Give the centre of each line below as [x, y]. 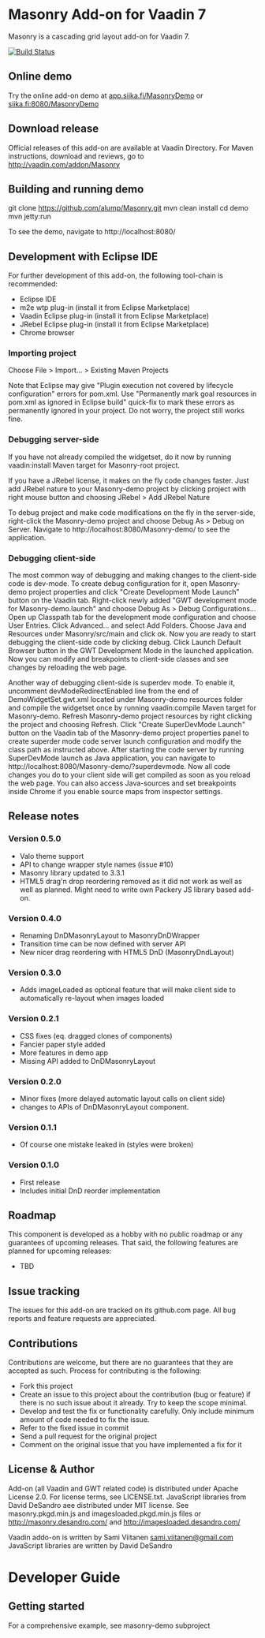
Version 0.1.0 [34, 1165]
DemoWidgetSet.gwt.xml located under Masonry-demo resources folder [125, 700]
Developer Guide [64, 1577]
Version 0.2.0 [35, 1081]
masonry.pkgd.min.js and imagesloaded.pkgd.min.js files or [105, 1513]
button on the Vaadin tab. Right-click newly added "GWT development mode [132, 600]
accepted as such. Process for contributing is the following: [105, 1371]
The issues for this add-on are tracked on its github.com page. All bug [122, 1310]
